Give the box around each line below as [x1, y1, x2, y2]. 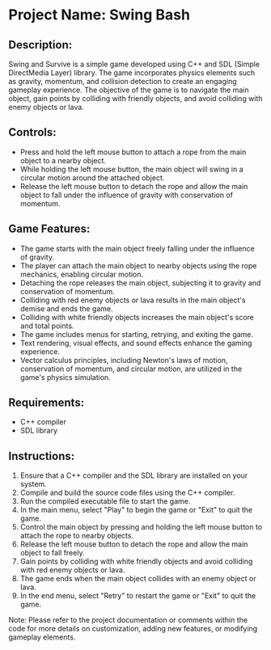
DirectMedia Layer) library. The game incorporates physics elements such [8, 68, 256, 78]
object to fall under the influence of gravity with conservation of [19, 190, 233, 200]
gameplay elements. [8, 632, 76, 642]
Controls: [8, 125, 57, 139]
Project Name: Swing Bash [8, 6, 190, 24]
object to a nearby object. [19, 155, 107, 165]
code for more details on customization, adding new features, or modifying [8, 624, 258, 634]
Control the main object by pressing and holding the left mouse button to [19, 522, 263, 532]
